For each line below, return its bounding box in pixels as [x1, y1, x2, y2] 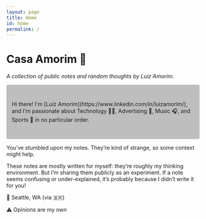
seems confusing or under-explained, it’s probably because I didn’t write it [6, 176, 194, 183]
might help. [6, 150, 35, 158]
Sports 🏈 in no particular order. [12, 116, 90, 124]
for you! [6, 182, 26, 190]
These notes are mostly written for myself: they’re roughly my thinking [6, 163, 184, 170]
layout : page [6, 9, 40, 15]
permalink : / [6, 26, 40, 32]
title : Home [6, 15, 37, 21]
